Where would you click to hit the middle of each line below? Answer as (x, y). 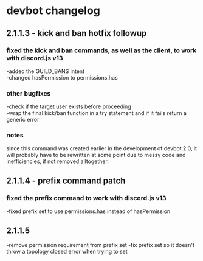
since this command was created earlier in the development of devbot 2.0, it (102, 148)
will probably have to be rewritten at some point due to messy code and (96, 155)
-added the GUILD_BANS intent (46, 71)
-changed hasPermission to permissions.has (62, 77)
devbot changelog (53, 11)
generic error (23, 120)
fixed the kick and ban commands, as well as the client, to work (101, 50)
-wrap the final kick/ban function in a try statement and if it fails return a (97, 113)
